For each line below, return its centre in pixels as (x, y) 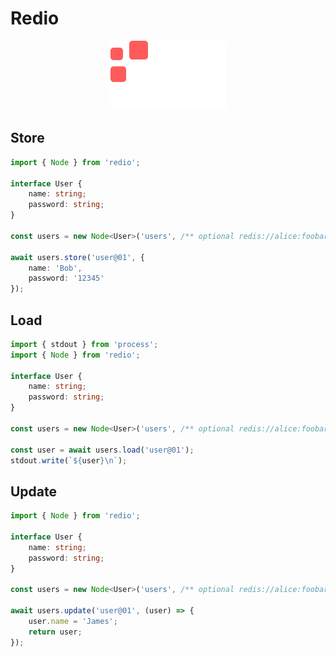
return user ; (55, 632)
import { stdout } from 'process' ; (84, 344)
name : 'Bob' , (55, 268)
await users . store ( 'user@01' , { (77, 257)
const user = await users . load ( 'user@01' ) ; (102, 450)
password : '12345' (66, 278)
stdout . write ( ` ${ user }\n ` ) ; (69, 460)
